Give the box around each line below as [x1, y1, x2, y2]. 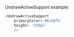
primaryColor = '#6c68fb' [14, 18, 63, 23]
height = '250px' [14, 23, 48, 28]
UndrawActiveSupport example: [5, 4, 70, 10]
